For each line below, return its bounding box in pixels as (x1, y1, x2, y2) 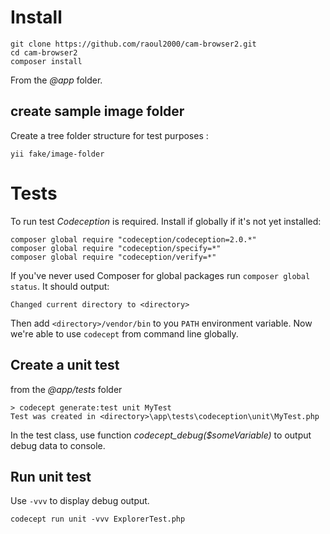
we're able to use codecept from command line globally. (10, 327, 239, 340)
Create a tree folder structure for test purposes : (10, 129, 209, 141)
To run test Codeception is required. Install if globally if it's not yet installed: (10, 215, 322, 227)
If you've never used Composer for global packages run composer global (10, 269, 311, 281)
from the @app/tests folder (10, 383, 123, 395)
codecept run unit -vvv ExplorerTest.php (10, 514, 186, 525)
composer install (10, 56, 83, 66)
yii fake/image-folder (10, 149, 105, 159)
